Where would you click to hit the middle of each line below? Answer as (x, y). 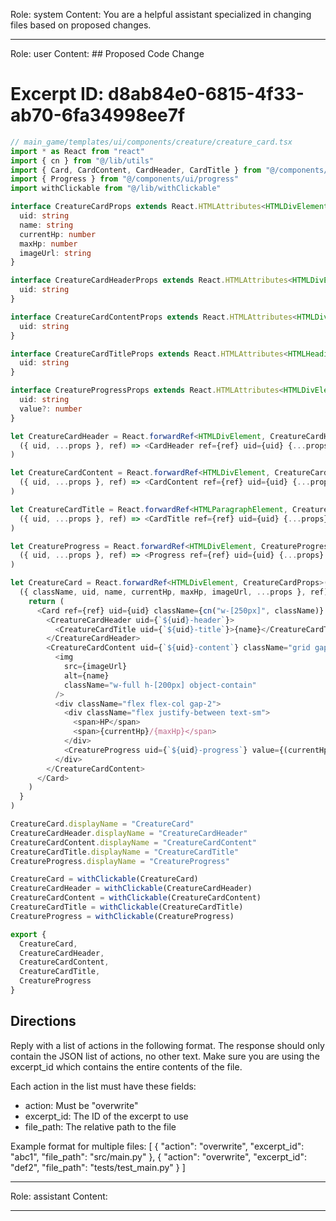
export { (28, 934)
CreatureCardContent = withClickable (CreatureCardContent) (136, 898)
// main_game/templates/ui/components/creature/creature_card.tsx (151, 142)
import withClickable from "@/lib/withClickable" (116, 189)
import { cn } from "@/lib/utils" (82, 160)
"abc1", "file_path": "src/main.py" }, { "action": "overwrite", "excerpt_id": (158, 1156)
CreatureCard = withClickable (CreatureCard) (104, 879)
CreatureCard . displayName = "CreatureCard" (102, 824)
